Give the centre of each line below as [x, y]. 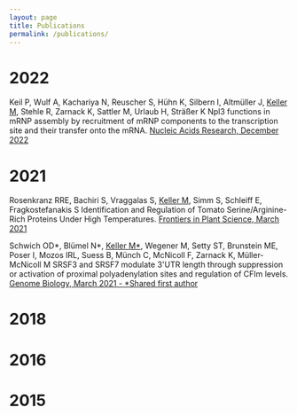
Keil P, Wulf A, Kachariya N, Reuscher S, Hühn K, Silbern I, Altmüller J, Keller [148, 102]
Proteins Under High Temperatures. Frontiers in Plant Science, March [153, 219]
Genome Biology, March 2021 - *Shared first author [104, 284]
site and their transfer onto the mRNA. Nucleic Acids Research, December [144, 130]
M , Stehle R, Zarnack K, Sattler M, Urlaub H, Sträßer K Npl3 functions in [140, 112]
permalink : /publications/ [59, 34]
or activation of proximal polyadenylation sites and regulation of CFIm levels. [149, 274]
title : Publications [47, 26]
